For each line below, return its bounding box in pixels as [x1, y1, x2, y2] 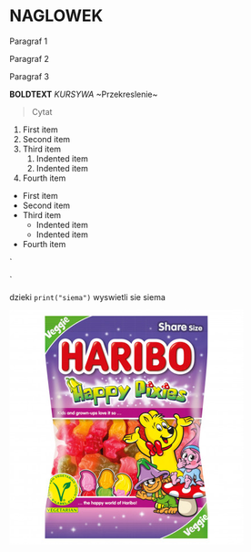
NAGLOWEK [9, 5, 104, 26]
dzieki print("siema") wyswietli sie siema [9, 291, 166, 302]
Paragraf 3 [9, 70, 50, 82]
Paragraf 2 [9, 53, 50, 64]
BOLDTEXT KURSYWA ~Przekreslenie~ [9, 89, 158, 99]
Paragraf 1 [9, 36, 48, 47]
